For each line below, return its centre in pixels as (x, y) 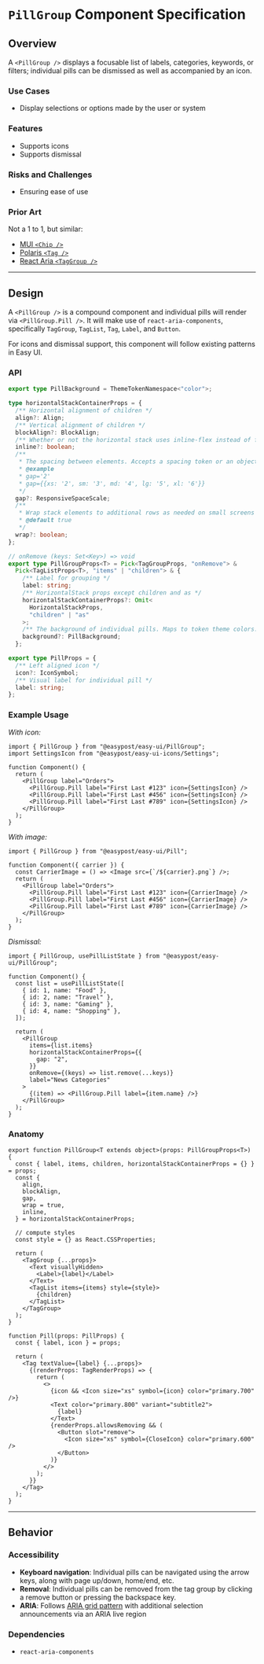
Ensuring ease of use (54, 191)
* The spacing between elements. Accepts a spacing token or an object (138, 462)
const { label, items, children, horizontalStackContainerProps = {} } (135, 1164)
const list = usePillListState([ (70, 983)
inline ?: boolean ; (46, 447)
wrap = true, (44, 1205)
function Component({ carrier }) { (66, 865)
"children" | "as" (59, 615)
